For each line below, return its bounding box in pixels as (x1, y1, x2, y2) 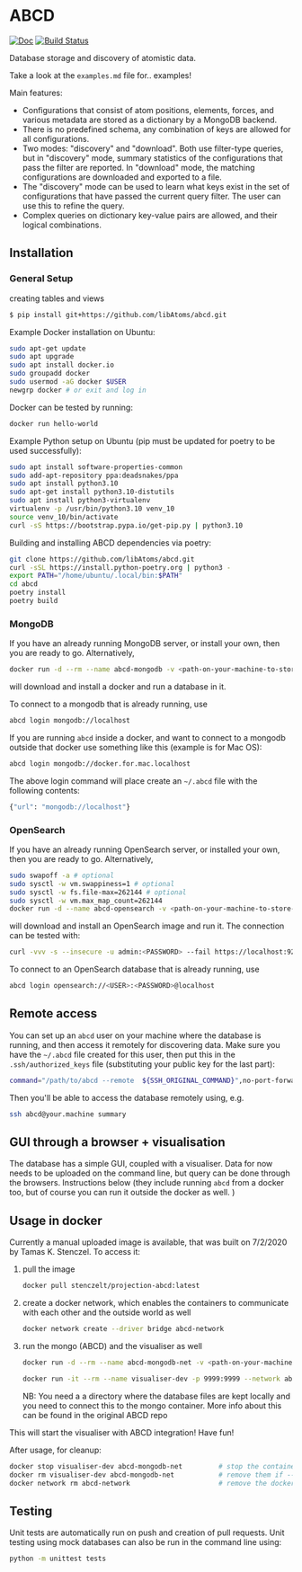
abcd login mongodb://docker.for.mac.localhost (9, 759, 191, 768)
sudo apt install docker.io (9, 360, 115, 369)
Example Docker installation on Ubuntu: (9, 326, 155, 337)
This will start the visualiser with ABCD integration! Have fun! (9, 1426, 235, 1438)
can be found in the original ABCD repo (22, 1409, 168, 1420)
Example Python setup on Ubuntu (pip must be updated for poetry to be (9, 435, 276, 446)
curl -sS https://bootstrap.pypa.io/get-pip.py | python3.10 (9, 520, 244, 530)
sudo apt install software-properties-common (9, 462, 182, 472)
